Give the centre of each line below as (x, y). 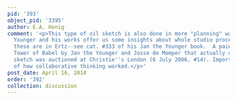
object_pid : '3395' (36, 20)
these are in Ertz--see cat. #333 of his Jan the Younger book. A (115, 46)
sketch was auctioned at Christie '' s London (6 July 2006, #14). (112, 60)
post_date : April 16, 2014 (47, 73)
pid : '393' (23, 14)
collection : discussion (42, 86)
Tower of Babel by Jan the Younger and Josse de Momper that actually (120, 54)
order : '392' (26, 79)
